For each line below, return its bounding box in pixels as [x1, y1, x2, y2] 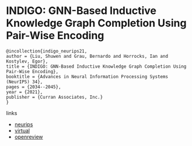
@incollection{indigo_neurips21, [6, 48, 88, 54]
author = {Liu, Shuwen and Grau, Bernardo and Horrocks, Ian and [6, 53, 168, 59]
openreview [14, 133, 43, 140]
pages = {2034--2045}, [6, 84, 61, 90]
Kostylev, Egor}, [6, 58, 48, 64]
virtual [14, 127, 30, 134]
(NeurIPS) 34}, [6, 79, 43, 85]
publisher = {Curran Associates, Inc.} [6, 94, 103, 100]
